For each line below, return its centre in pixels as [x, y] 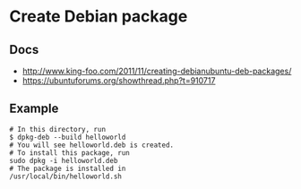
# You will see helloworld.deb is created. [92, 145]
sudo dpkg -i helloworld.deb [64, 160]
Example [34, 109]
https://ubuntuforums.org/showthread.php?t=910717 [119, 81]
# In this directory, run [57, 129]
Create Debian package [99, 17]
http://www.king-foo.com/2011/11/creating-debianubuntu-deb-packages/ [157, 71]
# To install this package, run [69, 153]
